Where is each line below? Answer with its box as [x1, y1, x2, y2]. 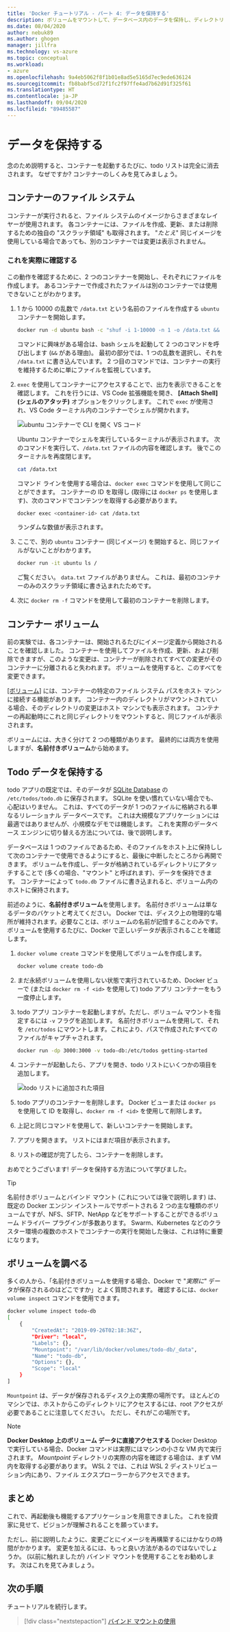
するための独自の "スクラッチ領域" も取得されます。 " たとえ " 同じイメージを [7, 228, 222, 236]
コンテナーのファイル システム [7, 192, 136, 204]
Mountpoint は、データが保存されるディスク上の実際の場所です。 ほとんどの [7, 1391, 220, 1399]
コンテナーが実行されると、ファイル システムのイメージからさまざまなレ [7, 211, 212, 219]
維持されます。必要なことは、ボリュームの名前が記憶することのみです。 [18, 917, 222, 925]
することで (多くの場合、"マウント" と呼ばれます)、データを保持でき [12, 868, 207, 877]
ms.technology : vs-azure [7, 49, 78, 56]
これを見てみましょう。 [31, 1561, 98, 1569]
